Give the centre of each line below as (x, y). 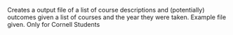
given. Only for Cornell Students (54, 24)
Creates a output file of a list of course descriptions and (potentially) (106, 10)
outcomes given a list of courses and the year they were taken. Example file (117, 17)
